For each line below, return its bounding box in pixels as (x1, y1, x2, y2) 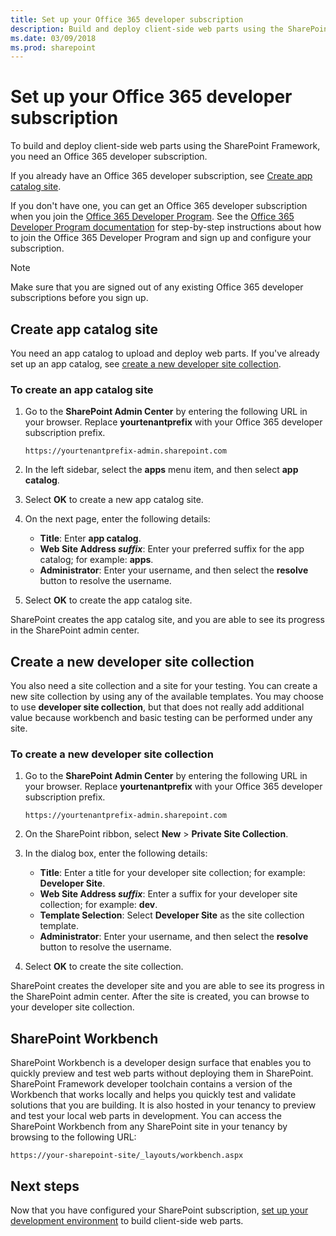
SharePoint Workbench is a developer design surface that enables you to (10, 1057, 312, 1069)
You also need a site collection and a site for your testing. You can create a (10, 680, 318, 692)
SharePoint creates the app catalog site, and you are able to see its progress (10, 614, 325, 626)
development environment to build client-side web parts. (10, 1215, 244, 1227)
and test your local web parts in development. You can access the (10, 1110, 282, 1122)
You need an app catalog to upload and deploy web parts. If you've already (10, 347, 320, 359)
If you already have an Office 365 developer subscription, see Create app (10, 170, 313, 182)
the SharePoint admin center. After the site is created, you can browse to (10, 991, 310, 1003)
